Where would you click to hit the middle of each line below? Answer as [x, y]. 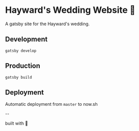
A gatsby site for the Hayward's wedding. [47, 24]
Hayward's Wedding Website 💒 [70, 10]
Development [27, 39]
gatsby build [19, 77]
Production [23, 66]
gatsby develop [21, 51]
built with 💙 [17, 124]
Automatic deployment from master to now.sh [51, 104]
